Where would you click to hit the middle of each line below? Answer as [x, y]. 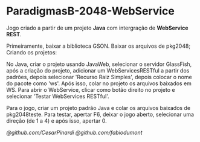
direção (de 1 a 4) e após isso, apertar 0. [56, 121]
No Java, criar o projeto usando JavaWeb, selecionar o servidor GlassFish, [99, 64]
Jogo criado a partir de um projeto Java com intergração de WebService [97, 28]
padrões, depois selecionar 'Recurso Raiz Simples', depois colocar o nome [99, 77]
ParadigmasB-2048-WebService [91, 11]
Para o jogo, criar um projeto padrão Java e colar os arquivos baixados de [98, 108]
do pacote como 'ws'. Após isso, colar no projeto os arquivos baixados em [99, 83]
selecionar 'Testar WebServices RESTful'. [58, 96]
